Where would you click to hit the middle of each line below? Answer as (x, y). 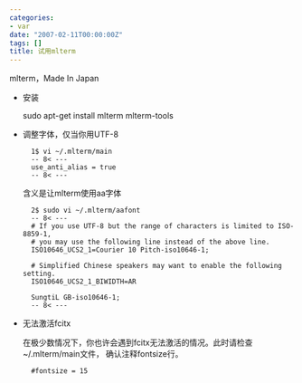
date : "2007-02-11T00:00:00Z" (66, 34)
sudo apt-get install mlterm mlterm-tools (98, 116)
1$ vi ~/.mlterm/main (72, 152)
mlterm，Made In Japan (54, 79)
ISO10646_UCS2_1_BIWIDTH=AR (84, 282)
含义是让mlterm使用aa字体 (72, 193)
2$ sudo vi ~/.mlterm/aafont (86, 211)
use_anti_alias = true (74, 168)
